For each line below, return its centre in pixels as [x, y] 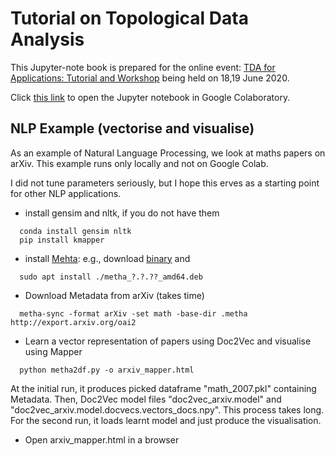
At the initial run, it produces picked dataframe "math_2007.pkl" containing [163, 388]
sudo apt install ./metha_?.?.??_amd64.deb [111, 277]
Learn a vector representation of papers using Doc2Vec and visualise [168, 341]
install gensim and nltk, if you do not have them [122, 213]
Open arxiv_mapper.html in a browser [102, 439]
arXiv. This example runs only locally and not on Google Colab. [139, 163]
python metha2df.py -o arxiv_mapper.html [107, 370]
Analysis [47, 39]
